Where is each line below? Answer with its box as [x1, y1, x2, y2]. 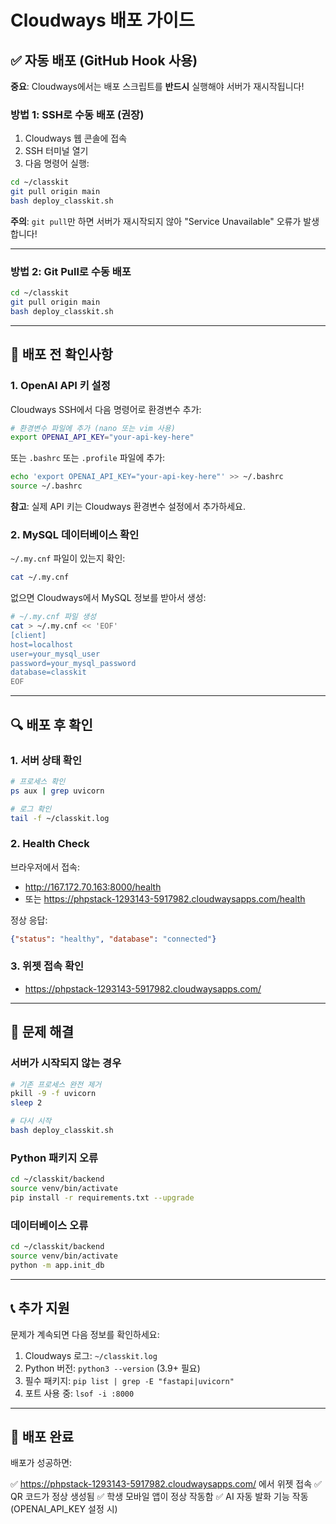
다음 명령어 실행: [24, 157, 90, 170]
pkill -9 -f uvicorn [10, 1089, 97, 1099]
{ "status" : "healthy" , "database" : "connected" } [10, 934, 217, 944]
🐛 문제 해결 [10, 1024, 75, 1041]
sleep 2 [10, 1098, 43, 1108]
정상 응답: [10, 914, 48, 926]
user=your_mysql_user [10, 649, 101, 659]
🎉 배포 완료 [10, 1428, 75, 1445]
